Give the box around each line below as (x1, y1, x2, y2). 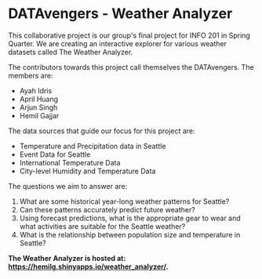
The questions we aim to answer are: (8, 181, 128, 190)
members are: (8, 71, 53, 80)
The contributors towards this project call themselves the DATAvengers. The (8, 62, 254, 71)
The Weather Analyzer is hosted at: (8, 253, 126, 263)
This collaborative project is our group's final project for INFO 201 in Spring (8, 31, 251, 40)
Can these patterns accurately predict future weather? (19, 205, 196, 214)
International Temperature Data (19, 158, 121, 167)
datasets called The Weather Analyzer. (8, 47, 133, 56)
